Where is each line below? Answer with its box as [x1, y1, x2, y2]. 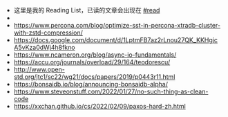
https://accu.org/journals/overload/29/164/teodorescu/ [13, 58, 171, 66]
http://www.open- [13, 65, 66, 73]
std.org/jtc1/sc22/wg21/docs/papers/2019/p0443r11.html [13, 73, 175, 81]
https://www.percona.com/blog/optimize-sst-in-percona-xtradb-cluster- [13, 21, 221, 29]
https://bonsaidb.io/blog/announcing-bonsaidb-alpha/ [13, 80, 168, 88]
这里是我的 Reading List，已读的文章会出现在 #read [13, 6, 160, 14]
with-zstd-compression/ [13, 28, 83, 37]
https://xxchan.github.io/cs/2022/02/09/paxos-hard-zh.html [13, 102, 187, 110]
